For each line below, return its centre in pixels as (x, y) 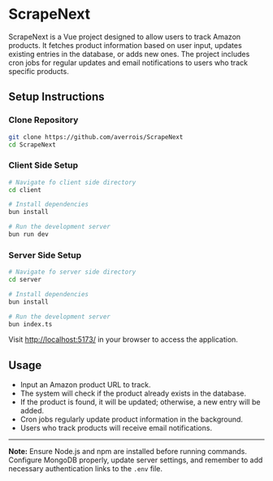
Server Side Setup (45, 255)
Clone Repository (43, 120)
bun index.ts (30, 324)
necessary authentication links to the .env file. (86, 469)
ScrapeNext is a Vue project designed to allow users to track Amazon (125, 37)
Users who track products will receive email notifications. (116, 428)
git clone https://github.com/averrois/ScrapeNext (96, 137)
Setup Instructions (56, 97)
